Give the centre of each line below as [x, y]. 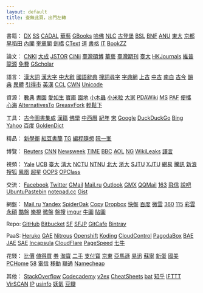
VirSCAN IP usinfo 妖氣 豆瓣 [41, 284]
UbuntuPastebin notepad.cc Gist [47, 191]
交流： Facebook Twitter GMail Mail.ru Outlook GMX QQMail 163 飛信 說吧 [99, 184]
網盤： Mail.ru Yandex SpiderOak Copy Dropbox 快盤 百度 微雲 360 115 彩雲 [101, 204]
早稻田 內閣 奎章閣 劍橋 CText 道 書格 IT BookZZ [67, 43]
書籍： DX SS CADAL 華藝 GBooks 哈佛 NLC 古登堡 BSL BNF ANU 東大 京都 [101, 36]
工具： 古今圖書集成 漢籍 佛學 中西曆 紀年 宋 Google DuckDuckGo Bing [95, 118]
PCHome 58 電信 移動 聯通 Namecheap [56, 263]
